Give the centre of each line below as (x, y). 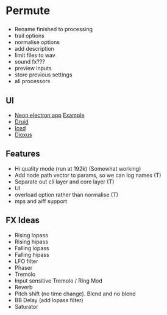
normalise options (37, 42)
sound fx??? (30, 62)
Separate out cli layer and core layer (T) (64, 182)
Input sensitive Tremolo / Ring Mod (59, 280)
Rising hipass (31, 242)
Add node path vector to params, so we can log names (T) (88, 175)
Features (23, 154)
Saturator (26, 306)
